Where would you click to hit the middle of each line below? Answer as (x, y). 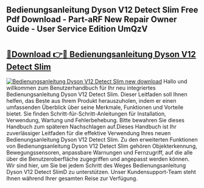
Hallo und (175, 81)
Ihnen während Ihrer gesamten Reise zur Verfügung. (72, 178)
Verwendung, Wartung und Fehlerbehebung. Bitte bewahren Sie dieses (95, 120)
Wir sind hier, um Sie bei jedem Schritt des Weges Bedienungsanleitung (96, 165)
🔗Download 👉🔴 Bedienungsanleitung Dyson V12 (101, 54)
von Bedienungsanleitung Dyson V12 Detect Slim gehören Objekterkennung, (102, 146)
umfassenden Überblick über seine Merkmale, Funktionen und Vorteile (95, 107)
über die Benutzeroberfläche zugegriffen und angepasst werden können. (98, 159)
